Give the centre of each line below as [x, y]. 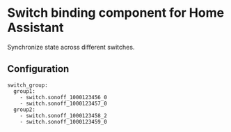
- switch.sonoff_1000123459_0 [64, 122]
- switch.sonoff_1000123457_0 [64, 103]
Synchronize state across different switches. [71, 47]
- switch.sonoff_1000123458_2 [64, 116]
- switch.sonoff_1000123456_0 [64, 97]
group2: [25, 110]
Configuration [38, 69]
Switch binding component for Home [116, 13]
